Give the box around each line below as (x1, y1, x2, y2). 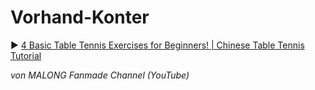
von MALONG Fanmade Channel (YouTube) (10, 69, 190, 81)
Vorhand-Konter (10, 6, 150, 29)
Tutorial (10, 49, 42, 61)
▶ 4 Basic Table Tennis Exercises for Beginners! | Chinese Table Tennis (10, 39, 305, 51)
